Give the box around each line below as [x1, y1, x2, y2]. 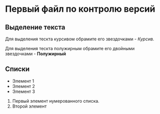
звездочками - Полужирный [5, 51, 66, 57]
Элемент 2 [12, 83, 35, 89]
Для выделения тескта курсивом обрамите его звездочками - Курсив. [5, 36, 155, 42]
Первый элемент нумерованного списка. [12, 98, 99, 104]
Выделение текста [5, 23, 65, 31]
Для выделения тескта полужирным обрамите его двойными [5, 46, 135, 51]
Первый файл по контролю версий [5, 3, 156, 15]
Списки [5, 65, 30, 73]
